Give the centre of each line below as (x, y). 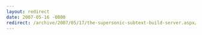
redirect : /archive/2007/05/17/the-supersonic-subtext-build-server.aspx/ (102, 23)
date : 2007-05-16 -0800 (36, 17)
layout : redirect (28, 12)
